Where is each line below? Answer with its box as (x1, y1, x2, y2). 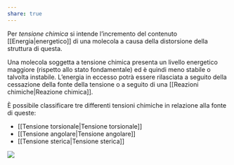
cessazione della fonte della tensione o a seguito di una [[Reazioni (7, 80, 199, 88)
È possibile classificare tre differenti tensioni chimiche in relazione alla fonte (7, 101, 227, 109)
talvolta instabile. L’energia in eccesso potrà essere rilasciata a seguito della (7, 73, 227, 81)
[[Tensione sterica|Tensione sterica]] (17, 137, 125, 145)
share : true (7, 10, 42, 17)
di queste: (7, 108, 37, 117)
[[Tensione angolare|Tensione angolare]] (17, 129, 136, 138)
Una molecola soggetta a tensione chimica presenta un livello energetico (7, 57, 218, 66)
